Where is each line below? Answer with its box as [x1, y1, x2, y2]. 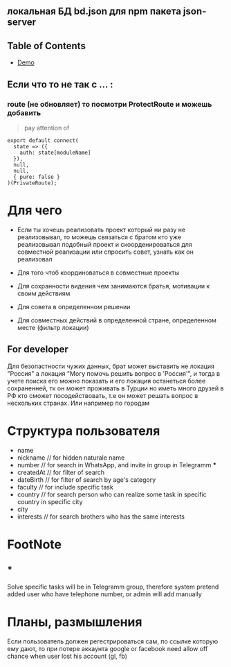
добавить [7, 107, 41, 117]
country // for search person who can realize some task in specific [17, 490, 207, 499]
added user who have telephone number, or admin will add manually [7, 589, 202, 598]
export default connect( [7, 137, 79, 144]
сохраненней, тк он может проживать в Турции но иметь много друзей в [7, 384, 224, 392]
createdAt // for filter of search [17, 468, 105, 476]
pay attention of [24, 123, 70, 132]
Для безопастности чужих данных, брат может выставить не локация [7, 362, 214, 370]
